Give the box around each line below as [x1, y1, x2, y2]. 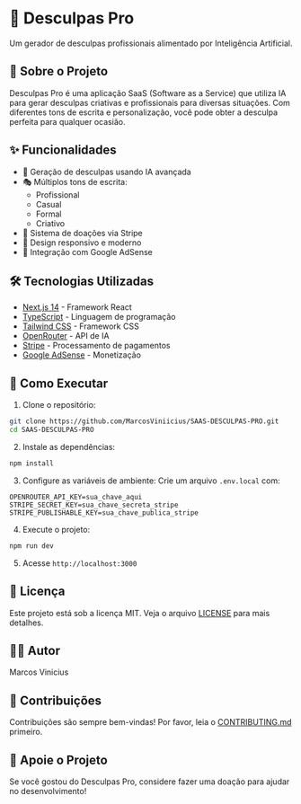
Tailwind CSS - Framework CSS [22, 321, 139, 331]
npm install [9, 458, 54, 468]
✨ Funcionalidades [9, 143, 117, 158]
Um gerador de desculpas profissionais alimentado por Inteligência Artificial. [9, 38, 293, 49]
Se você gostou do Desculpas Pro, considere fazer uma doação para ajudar [9, 776, 290, 787]
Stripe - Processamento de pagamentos [22, 340, 171, 351]
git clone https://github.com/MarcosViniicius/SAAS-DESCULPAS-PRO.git [9, 417, 279, 426]
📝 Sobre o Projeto [9, 64, 109, 79]
